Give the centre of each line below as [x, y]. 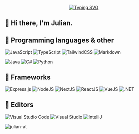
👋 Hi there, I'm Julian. [39, 23]
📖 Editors [19, 105]
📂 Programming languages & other [60, 40]
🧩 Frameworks [28, 77]
